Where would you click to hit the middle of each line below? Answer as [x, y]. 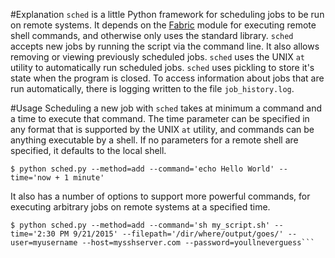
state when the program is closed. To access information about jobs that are [167, 78]
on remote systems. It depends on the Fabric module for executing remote [163, 25]
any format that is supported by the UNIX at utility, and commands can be [162, 129]
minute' [89, 178]
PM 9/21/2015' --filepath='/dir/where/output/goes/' [171, 234]
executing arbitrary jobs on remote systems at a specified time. [140, 207]
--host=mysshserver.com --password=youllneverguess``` [198, 243]
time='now [31, 178]
